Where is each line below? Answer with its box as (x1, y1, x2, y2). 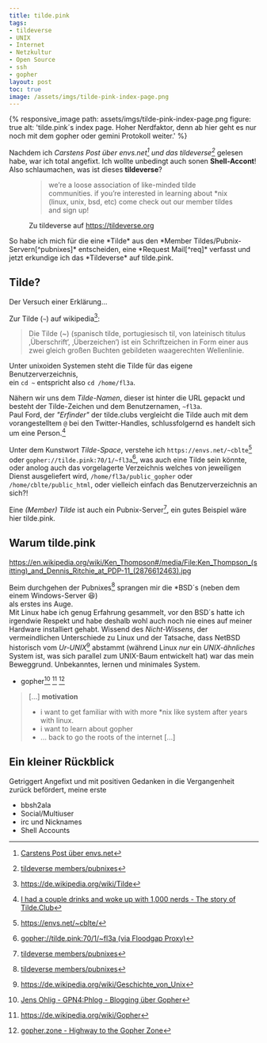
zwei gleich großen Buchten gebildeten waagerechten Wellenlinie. (28, 346, 245, 355)
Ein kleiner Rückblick (9, 755, 115, 769)
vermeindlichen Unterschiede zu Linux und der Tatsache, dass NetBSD (9, 633, 241, 643)
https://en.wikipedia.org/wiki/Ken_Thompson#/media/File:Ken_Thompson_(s (9, 557, 257, 567)
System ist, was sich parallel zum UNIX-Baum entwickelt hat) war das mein (9, 651, 254, 661)
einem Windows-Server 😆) (9, 591, 98, 601)
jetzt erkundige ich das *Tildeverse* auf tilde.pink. (9, 253, 174, 262)
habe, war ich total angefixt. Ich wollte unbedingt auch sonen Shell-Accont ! (9, 156, 257, 166)
